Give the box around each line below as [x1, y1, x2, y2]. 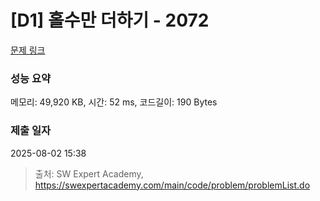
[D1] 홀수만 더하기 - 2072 [10, 9, 210, 32]
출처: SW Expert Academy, [34, 167, 144, 180]
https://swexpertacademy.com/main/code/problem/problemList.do [34, 179, 311, 191]
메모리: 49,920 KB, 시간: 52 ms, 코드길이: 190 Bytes [10, 96, 218, 108]
